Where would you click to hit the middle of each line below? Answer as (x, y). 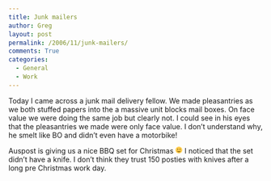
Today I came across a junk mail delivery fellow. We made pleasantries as (131, 100)
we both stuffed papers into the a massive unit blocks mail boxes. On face (131, 109)
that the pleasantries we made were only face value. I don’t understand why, (135, 126)
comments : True (34, 51)
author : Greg (30, 25)
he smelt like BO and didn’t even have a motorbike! (93, 135)
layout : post (30, 34)
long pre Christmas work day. (57, 168)
